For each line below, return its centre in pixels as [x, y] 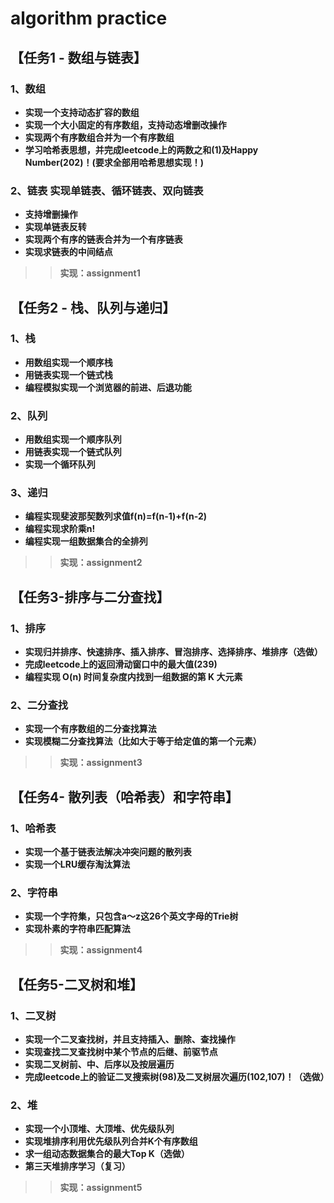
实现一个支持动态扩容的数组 [82, 112]
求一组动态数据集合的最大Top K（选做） [107, 1154]
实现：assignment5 [101, 1188]
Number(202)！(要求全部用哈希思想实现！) [114, 162]
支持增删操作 [51, 214]
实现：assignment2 [101, 563]
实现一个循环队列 [60, 464]
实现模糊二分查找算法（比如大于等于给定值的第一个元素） [143, 741]
